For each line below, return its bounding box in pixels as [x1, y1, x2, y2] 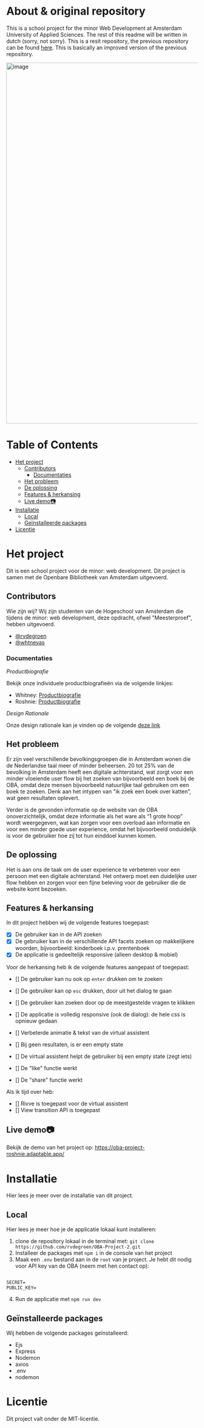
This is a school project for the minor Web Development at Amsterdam [6, 24, 182, 32]
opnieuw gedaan [15, 1017, 58, 1024]
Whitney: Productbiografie [15, 691, 81, 699]
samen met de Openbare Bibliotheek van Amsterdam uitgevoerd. [6, 573, 168, 580]
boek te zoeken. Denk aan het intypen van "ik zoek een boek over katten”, [6, 788, 191, 795]
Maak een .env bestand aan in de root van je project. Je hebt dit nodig [15, 1256, 192, 1263]
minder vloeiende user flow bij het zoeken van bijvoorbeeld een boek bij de [6, 774, 194, 782]
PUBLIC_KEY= [6, 1285, 36, 1291]
